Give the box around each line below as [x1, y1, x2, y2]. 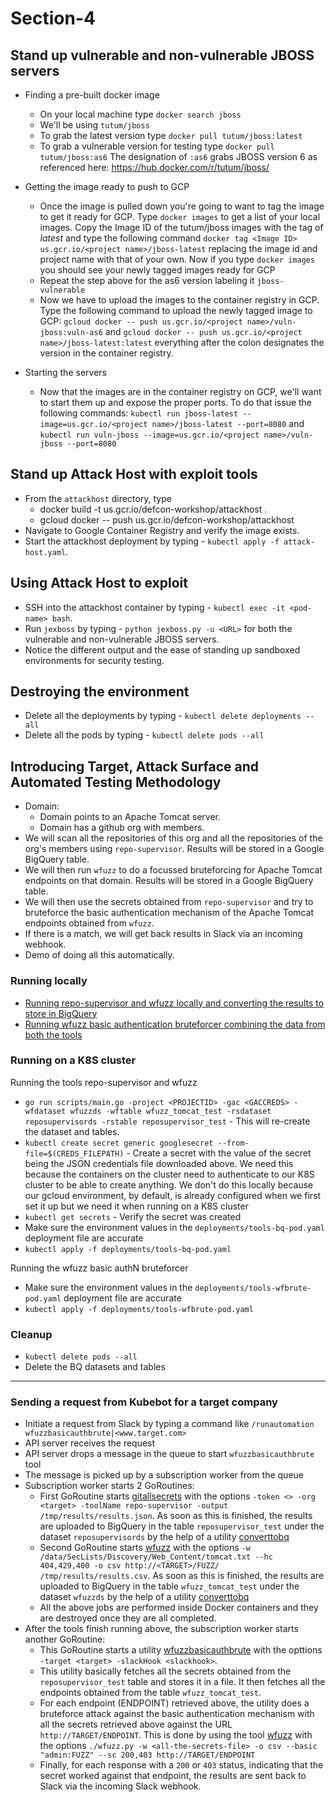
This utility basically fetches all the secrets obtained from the [39, 1665, 292, 1677]
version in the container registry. [39, 347, 174, 359]
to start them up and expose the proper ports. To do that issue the [39, 397, 313, 408]
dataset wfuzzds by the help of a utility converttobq [39, 1591, 250, 1603]
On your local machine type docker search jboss [39, 108, 242, 120]
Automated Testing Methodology [10, 773, 222, 791]
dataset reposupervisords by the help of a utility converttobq [39, 1531, 290, 1543]
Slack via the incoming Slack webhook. [39, 1780, 202, 1792]
